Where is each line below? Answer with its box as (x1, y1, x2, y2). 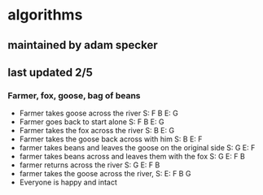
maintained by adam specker (7, 38, 158, 52)
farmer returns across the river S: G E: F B (19, 160, 160, 170)
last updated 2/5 (7, 65, 93, 79)
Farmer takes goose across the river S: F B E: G (19, 108, 178, 119)
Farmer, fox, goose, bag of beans (7, 89, 141, 101)
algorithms (7, 6, 83, 24)
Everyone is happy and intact (19, 177, 117, 188)
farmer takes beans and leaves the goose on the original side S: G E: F (19, 143, 256, 153)
